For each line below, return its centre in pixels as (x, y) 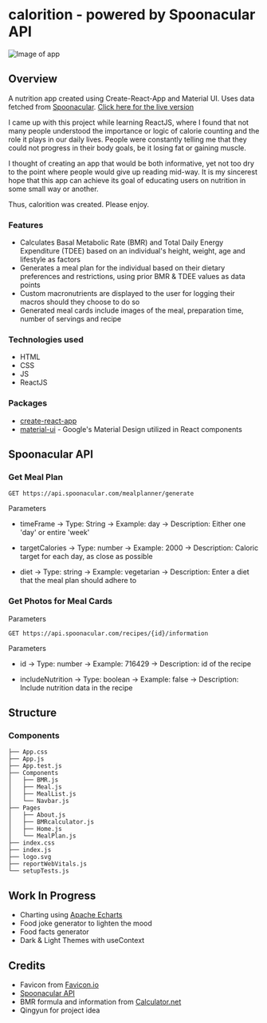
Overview (33, 79)
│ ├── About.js (37, 815)
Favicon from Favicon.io (59, 985)
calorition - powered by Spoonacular (132, 15)
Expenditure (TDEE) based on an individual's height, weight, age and (132, 251)
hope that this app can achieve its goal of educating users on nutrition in (127, 180)
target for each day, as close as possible (86, 557)
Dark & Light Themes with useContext (82, 941)
